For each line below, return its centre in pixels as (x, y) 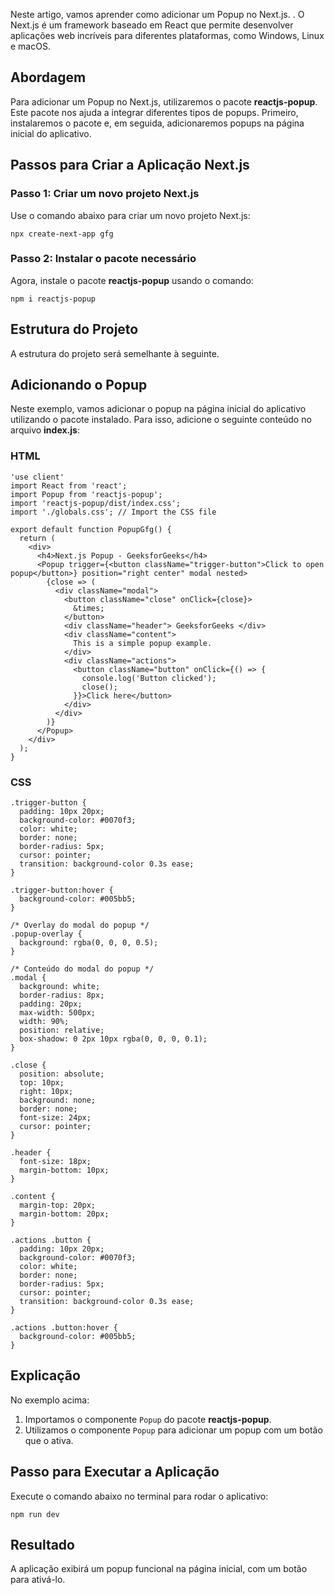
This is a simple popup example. (143, 643)
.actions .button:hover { (64, 1328)
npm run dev (35, 1514)
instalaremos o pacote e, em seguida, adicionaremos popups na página (157, 123)
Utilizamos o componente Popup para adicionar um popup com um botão (173, 1430)
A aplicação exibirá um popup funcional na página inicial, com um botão (159, 1569)
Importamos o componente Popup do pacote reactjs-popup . (148, 1419)
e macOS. (30, 46)
